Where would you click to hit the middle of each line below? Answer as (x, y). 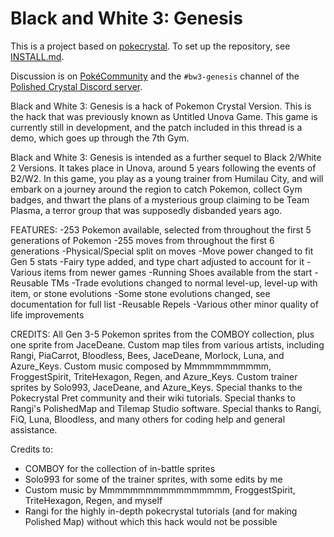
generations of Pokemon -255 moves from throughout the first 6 (142, 240)
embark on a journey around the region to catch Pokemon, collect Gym (156, 189)
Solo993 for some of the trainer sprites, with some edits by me (153, 479)
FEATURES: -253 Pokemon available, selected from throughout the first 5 (161, 229)
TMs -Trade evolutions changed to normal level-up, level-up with (184, 283)
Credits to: (32, 449)
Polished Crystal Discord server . (76, 86)
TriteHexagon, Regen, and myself (93, 500)
